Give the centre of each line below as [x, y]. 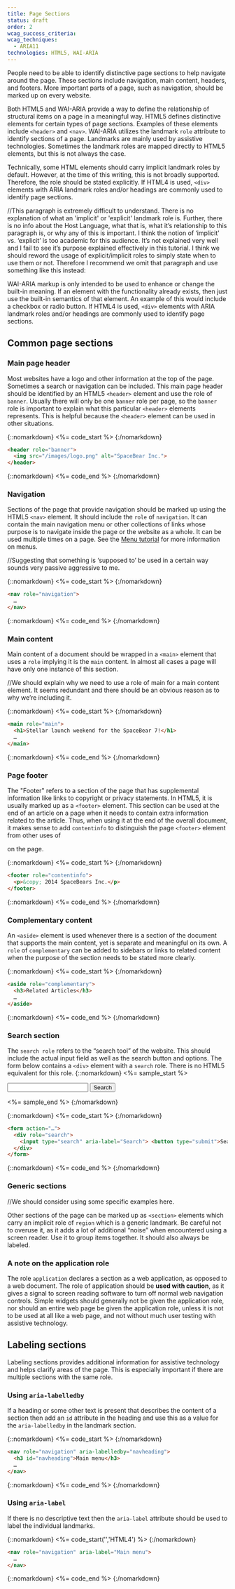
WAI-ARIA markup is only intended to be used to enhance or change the [111, 284]
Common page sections [60, 344]
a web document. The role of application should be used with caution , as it [116, 1286]
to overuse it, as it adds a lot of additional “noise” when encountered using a [117, 1230]
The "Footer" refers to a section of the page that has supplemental [103, 791]
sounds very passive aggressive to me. [64, 568]
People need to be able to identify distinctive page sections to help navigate [116, 73]
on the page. [26, 849]
